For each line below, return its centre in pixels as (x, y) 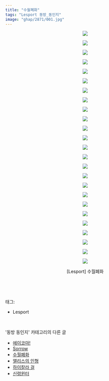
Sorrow (20, 349)
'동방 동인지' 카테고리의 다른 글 (36, 332)
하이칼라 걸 (24, 367)
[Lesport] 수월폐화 (85, 272)
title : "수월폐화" (23, 10)
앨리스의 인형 (26, 361)
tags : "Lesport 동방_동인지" (33, 15)
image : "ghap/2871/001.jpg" (35, 19)
